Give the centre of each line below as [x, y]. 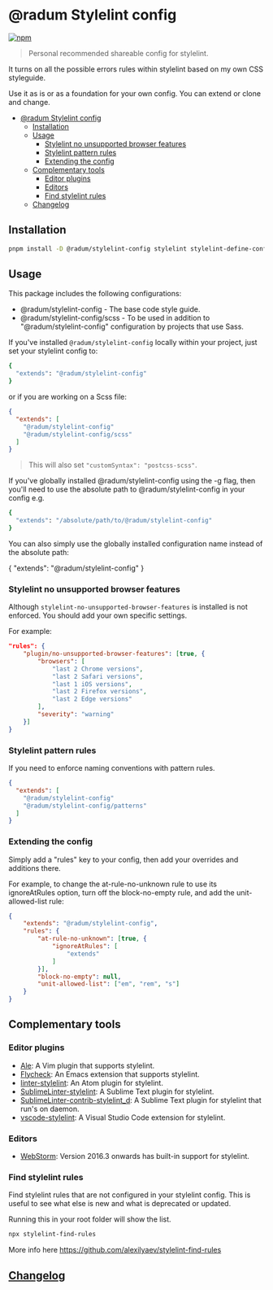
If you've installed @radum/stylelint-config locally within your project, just [133, 343]
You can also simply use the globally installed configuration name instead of [136, 544]
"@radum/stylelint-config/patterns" [85, 806]
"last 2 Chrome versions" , [97, 669]
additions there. [35, 868]
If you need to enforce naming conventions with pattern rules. [112, 768]
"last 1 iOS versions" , [92, 684]
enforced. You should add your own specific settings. [98, 615]
